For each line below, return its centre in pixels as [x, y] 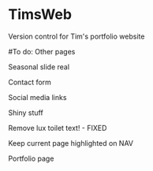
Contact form [30, 82]
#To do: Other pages [42, 51]
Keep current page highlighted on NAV [71, 143]
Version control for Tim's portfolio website [76, 36]
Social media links [37, 97]
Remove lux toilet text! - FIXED [58, 128]
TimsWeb [40, 15]
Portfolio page [31, 158]
